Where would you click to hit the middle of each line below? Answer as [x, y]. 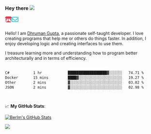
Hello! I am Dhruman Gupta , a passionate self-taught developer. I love [74, 33]
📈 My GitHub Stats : [25, 106]
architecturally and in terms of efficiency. [46, 58]
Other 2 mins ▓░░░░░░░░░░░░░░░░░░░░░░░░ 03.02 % [75, 83]
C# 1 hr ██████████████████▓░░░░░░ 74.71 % [75, 73]
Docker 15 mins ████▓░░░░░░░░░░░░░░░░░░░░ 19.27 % [75, 78]
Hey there [17, 8]
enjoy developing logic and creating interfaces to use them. [64, 44]
